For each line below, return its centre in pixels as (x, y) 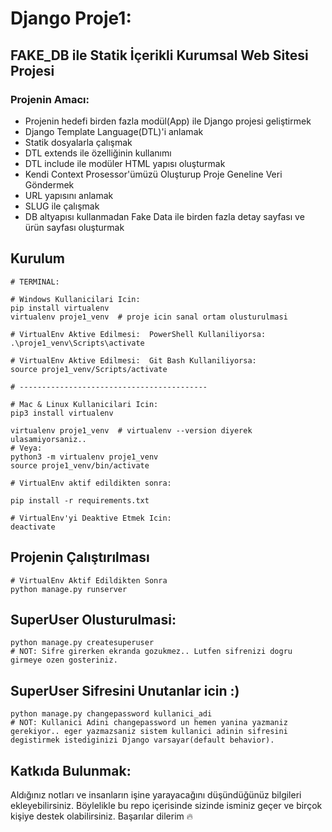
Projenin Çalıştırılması (80, 557)
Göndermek (49, 184)
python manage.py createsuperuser (82, 643)
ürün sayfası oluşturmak (74, 227)
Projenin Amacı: (50, 99)
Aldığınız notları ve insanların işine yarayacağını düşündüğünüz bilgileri (156, 794)
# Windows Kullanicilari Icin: (75, 299)
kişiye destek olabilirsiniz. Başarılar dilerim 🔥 (102, 816)
